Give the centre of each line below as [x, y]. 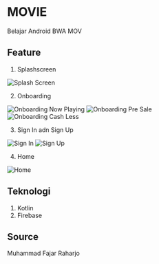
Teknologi [29, 191]
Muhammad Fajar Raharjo [44, 253]
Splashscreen [36, 69]
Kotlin [25, 208]
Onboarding [34, 96]
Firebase [30, 215]
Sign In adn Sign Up [45, 130]
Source [23, 237]
